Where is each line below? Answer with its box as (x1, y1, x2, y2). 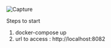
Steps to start (6, 17, 41, 24)
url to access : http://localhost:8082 (15, 35, 106, 42)
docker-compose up (15, 29, 67, 36)
